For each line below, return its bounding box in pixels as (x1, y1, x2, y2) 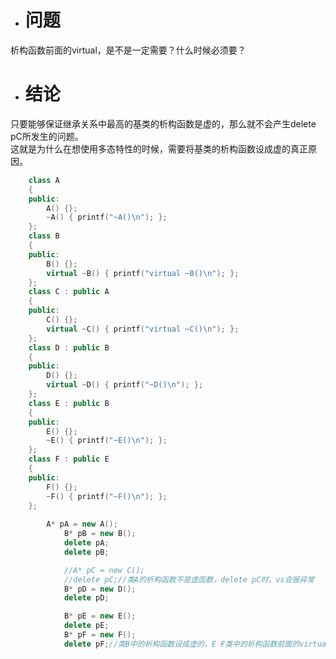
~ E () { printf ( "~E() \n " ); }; (46, 436, 168, 446)
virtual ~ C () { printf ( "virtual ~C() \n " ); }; (46, 324, 240, 334)
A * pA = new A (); (46, 519, 118, 530)
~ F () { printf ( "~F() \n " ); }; (46, 491, 168, 501)
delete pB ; (63, 547, 110, 557)
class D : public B (28, 342, 110, 353)
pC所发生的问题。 (10, 130, 84, 142)
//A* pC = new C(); (63, 565, 145, 575)
